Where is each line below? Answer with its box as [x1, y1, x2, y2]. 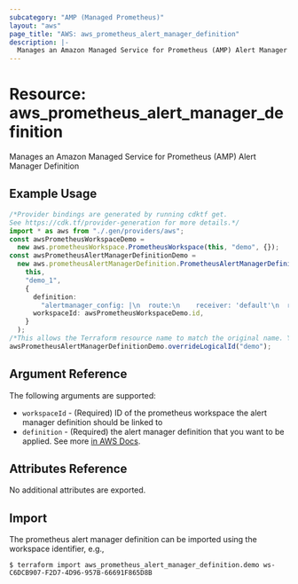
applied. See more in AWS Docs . [21, 436, 141, 446]
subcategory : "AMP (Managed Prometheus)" [9, 12, 165, 22]
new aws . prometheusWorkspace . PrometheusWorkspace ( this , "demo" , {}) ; [17, 243, 279, 252]
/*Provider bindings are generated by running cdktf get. [9, 209, 228, 218]
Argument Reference [9, 367, 128, 382]
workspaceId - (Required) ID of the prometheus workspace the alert [21, 407, 268, 418]
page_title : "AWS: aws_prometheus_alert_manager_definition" [9, 29, 240, 38]
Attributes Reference [9, 461, 128, 476]
